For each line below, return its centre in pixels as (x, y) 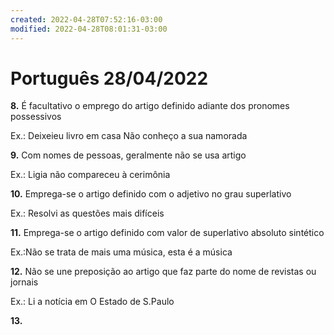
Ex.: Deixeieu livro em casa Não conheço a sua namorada (129, 136)
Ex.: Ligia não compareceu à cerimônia (90, 175)
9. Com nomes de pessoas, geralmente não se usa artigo (128, 155)
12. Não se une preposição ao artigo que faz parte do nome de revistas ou (163, 272)
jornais (24, 282)
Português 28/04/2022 (109, 78)
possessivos (36, 117)
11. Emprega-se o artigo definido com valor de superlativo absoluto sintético (167, 233)
